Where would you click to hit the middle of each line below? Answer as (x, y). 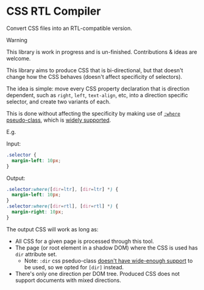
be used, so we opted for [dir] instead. (74, 267)
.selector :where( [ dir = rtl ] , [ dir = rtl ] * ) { (62, 206)
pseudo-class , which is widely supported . (59, 120)
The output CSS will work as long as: (52, 229)
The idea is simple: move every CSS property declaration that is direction (98, 88)
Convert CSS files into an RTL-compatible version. (69, 28)
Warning (17, 40)
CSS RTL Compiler (54, 11)
